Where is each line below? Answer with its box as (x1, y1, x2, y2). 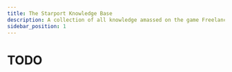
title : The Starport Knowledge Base (7, 10, 113, 17)
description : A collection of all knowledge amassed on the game (7, 16, 199, 23)
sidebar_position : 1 (7, 23, 67, 29)
